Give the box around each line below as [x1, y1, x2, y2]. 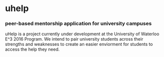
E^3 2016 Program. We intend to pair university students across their [5, 36, 143, 42]
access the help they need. [5, 46, 60, 52]
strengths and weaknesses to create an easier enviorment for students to [5, 42, 153, 47]
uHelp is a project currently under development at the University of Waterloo [5, 31, 160, 37]
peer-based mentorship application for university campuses [5, 20, 152, 27]
